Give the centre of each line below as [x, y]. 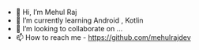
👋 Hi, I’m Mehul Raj [46, 12]
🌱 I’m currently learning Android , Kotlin [79, 20]
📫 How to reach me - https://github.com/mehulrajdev [103, 37]
